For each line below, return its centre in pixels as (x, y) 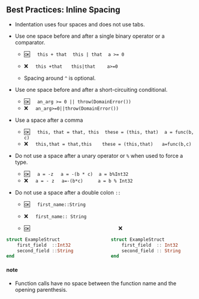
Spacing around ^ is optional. (60, 78)
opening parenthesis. (41, 289)
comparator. (30, 42)
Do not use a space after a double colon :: (68, 192)
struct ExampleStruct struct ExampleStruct (85, 240)
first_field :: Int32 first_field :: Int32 (98, 245)
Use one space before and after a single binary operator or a (90, 36)
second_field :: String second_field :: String (99, 251)
